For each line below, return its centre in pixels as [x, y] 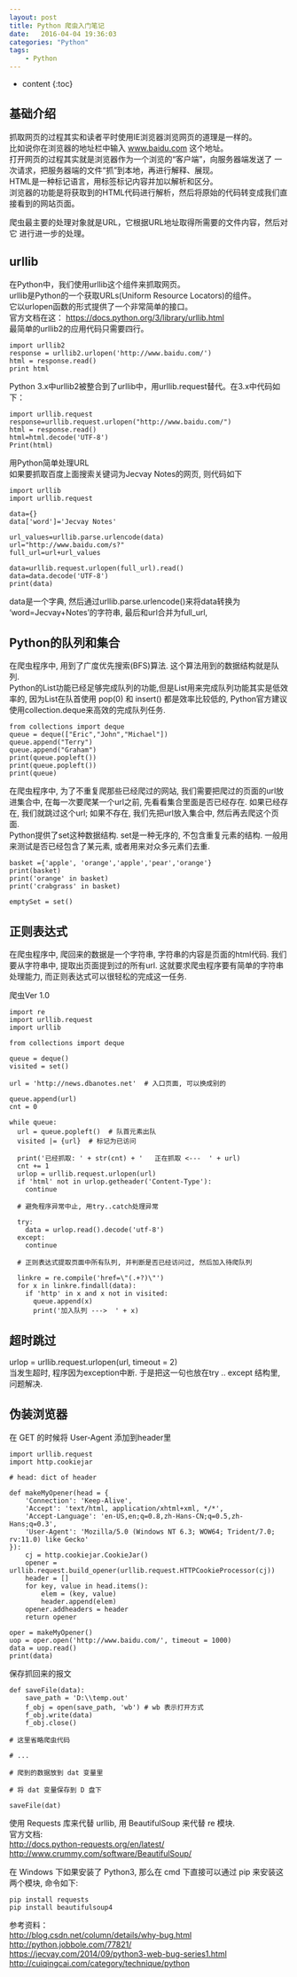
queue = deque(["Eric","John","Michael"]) [89, 735]
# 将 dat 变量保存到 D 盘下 [55, 1790]
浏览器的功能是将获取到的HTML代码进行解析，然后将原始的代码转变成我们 [145, 192]
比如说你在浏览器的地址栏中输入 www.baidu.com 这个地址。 [119, 148]
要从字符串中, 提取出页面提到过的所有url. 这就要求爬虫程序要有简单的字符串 [147, 965]
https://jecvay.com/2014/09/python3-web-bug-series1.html [118, 1954]
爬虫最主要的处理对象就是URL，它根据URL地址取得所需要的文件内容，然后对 [148, 222]
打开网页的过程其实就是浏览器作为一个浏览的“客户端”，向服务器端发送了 [141, 159]
